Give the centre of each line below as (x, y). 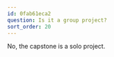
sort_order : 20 (29, 26)
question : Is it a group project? (57, 20)
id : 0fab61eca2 (29, 14)
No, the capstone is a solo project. (56, 47)
